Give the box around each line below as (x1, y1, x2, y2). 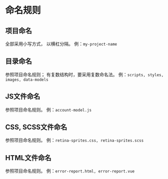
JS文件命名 (5, 92, 40, 101)
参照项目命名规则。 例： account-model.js (5, 106, 92, 113)
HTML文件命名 (5, 153, 52, 162)
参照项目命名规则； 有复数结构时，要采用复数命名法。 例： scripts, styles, (5, 71, 164, 78)
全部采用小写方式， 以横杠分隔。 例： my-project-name (5, 41, 117, 47)
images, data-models (5, 77, 49, 82)
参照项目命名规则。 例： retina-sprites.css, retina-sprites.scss (5, 137, 144, 144)
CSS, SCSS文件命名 (5, 123, 67, 132)
